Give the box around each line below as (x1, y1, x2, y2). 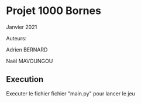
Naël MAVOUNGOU (6, 57, 53, 64)
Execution (6, 74, 44, 84)
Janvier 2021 (6, 23, 37, 30)
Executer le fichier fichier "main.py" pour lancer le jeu (6, 90, 136, 97)
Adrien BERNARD (6, 46, 48, 53)
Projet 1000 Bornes (6, 4, 101, 18)
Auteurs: (6, 35, 27, 42)
